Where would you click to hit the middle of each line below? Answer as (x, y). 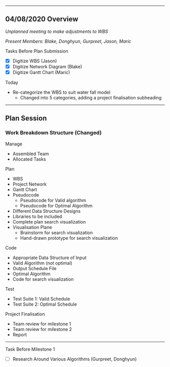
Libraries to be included (37, 216)
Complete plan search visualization (49, 222)
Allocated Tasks (29, 159)
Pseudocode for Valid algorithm (53, 200)
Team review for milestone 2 (42, 329)
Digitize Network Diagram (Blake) (47, 66)
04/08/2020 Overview (42, 19)
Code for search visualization (43, 279)
